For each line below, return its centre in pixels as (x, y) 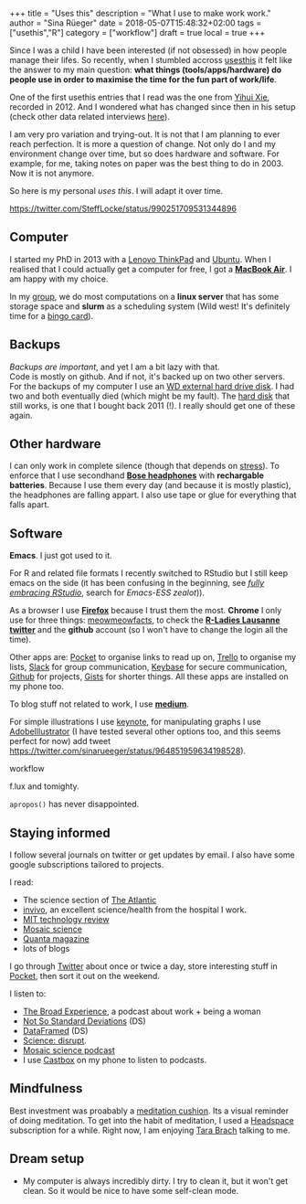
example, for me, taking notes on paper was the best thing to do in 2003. (147, 163)
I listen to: (28, 994)
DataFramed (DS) (55, 1031)
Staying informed (60, 832)
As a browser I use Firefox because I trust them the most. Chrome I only (146, 611)
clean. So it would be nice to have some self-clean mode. (131, 1190)
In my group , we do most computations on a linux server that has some (144, 296)
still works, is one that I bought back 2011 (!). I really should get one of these (153, 405)
